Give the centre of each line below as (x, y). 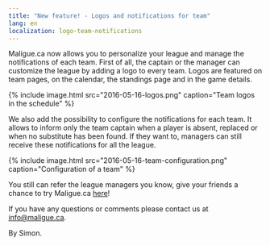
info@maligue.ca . (37, 218)
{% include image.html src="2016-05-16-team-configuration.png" (118, 161)
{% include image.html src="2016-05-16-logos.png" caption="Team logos (132, 95)
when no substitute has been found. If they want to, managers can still (125, 136)
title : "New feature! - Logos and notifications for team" (110, 16)
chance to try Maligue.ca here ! (59, 194)
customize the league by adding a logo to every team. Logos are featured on (135, 71)
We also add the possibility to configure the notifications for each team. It (130, 119)
